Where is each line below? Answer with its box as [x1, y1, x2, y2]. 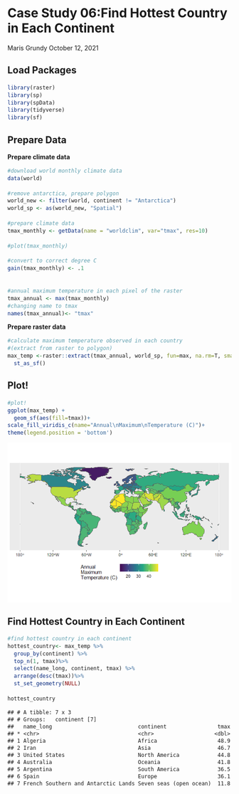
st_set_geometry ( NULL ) [14, 680, 81, 687]
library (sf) [7, 114, 43, 122]
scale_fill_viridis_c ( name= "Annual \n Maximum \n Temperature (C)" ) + [7, 422, 205, 429]
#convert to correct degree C [7, 258, 97, 265]
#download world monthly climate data [7, 167, 122, 174]
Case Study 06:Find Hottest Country [7, 5, 228, 21]
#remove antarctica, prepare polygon [7, 190, 119, 197]
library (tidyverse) [7, 107, 65, 114]
